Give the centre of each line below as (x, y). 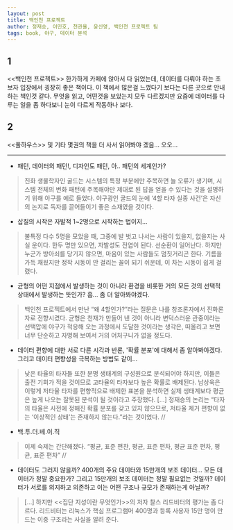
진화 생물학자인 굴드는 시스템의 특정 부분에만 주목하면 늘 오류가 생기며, (119, 181)
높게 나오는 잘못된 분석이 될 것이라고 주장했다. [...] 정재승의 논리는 (121, 399)
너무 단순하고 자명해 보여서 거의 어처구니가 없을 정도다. (98, 335)
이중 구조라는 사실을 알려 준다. (78, 519)
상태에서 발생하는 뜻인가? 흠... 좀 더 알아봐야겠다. (84, 294)
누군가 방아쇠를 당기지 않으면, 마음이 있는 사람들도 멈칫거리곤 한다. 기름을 (123, 254)
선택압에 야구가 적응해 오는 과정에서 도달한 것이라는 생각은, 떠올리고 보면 (122, 326)
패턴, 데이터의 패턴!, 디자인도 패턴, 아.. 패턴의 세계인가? (92, 166)
